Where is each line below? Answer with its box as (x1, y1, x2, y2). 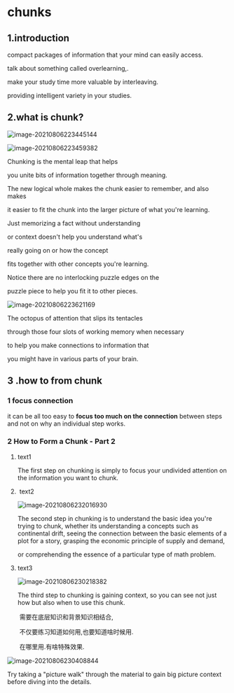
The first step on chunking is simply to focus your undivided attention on (17, 466, 227, 475)
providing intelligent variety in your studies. (7, 92, 132, 99)
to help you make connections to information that (7, 341, 149, 349)
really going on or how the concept (7, 246, 109, 254)
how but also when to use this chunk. (17, 598, 125, 606)
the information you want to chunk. (17, 473, 119, 482)
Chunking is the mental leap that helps (7, 157, 118, 165)
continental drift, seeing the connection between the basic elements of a (17, 529, 228, 538)
